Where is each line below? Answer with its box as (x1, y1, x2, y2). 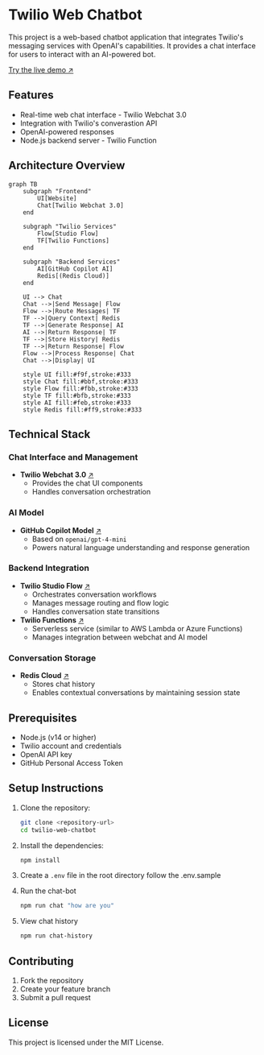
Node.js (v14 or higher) (19, 732, 97, 742)
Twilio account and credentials (19, 741, 122, 751)
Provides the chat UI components (31, 478, 143, 488)
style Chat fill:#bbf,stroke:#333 (23, 377, 138, 386)
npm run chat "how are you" (19, 902, 114, 910)
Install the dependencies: (19, 840, 105, 850)
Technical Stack (8, 427, 91, 441)
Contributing (8, 954, 74, 968)
